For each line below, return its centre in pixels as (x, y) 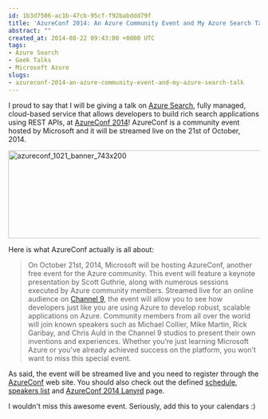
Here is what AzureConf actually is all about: (81, 249)
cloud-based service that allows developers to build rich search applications (134, 113)
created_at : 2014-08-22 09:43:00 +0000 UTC (82, 38)
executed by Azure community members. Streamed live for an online (140, 290)
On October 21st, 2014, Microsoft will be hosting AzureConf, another (140, 265)
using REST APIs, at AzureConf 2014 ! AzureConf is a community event (124, 122)
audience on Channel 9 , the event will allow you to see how (125, 298)
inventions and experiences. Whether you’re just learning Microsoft (138, 341)
